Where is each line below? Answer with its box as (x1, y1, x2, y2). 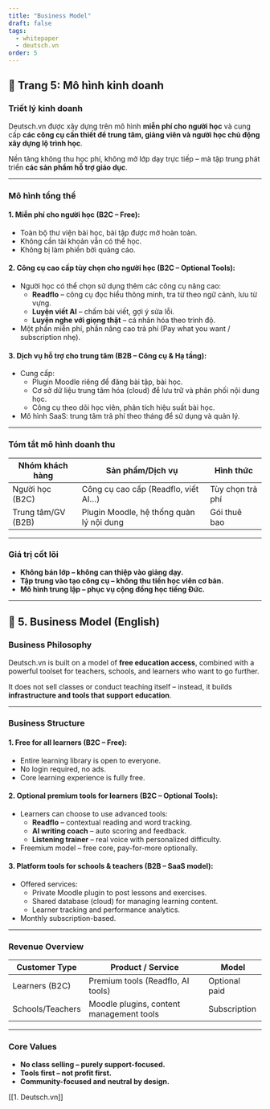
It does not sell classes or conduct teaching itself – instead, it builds (8, 681, 233, 691)
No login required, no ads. (19, 764, 107, 774)
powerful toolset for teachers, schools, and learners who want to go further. (8, 666, 260, 676)
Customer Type (15, 962, 78, 973)
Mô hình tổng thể (8, 190, 76, 201)
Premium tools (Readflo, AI (88, 976, 190, 987)
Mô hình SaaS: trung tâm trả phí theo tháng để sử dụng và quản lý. (19, 411, 240, 421)
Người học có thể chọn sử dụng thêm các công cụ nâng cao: (19, 281, 222, 291)
